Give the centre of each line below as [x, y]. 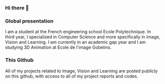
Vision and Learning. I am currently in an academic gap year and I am [76, 42]
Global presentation [29, 21]
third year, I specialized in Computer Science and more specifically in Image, [83, 37]
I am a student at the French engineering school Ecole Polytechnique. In [78, 32]
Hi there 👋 [17, 8]
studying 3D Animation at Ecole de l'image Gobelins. [58, 47]
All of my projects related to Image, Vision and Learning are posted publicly [82, 71]
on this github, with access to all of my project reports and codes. [72, 76]
